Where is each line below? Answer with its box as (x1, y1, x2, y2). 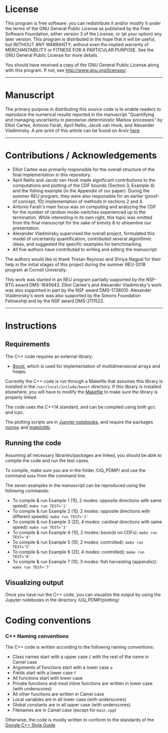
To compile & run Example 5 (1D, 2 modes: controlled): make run (12, 539, 143, 545)
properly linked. (5, 394, 37, 400)
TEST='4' (12, 535, 31, 540)
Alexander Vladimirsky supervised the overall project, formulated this (12, 230, 155, 236)
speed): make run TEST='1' (12, 503, 68, 509)
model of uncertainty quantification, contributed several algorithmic (12, 235, 152, 241)
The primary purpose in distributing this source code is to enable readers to (5, 106, 161, 112)
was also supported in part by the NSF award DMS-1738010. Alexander (5, 287, 151, 293)
